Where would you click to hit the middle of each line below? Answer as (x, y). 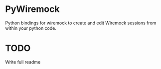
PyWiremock (32, 9)
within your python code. (31, 28)
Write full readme (23, 62)
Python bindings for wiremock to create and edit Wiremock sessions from (81, 23)
